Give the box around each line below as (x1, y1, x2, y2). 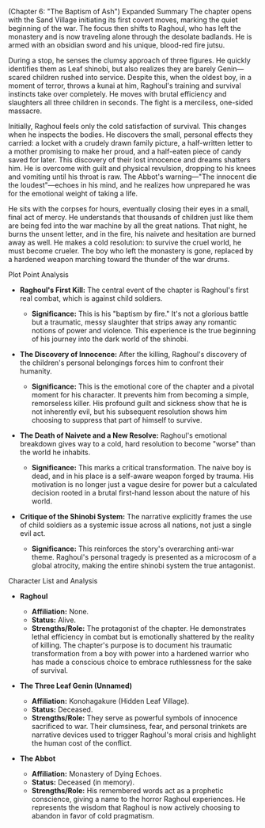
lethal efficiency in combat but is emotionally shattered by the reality (31, 632, 255, 641)
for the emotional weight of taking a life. (8, 189, 138, 198)
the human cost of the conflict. (31, 739, 132, 747)
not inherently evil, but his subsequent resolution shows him (31, 407, 228, 416)
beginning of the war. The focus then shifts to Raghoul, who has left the (8, 24, 241, 32)
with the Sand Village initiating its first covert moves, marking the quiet (8, 15, 238, 25)
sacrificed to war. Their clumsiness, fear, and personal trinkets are (31, 722, 248, 731)
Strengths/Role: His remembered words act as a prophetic (31, 786, 224, 795)
